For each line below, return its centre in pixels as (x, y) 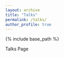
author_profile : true (28, 24)
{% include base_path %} (32, 39)
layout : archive (23, 10)
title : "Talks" (22, 15)
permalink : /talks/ (26, 20)
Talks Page (17, 49)
